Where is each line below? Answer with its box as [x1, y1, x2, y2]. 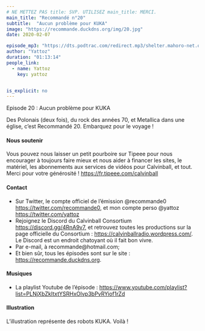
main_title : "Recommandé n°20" [6, 15, 86, 21]
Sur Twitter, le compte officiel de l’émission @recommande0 [15, 197, 167, 205]
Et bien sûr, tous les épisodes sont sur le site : [15, 249, 131, 257]
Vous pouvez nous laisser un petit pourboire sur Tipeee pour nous [6, 151, 173, 158]
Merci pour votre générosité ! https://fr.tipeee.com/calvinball [6, 169, 159, 177]
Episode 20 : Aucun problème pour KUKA [6, 105, 111, 112]
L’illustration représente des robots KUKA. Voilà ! [6, 318, 129, 325]
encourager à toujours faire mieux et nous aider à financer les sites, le [6, 157, 182, 164]
